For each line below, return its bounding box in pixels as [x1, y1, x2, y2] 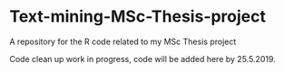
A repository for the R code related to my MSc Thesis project [9, 36, 237, 47]
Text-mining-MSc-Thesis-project [9, 6, 266, 27]
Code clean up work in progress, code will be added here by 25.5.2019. [9, 53, 277, 64]
